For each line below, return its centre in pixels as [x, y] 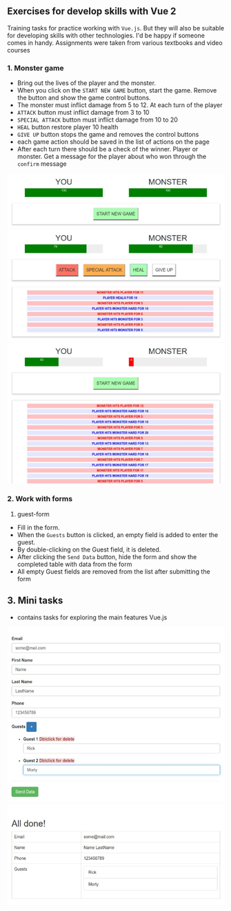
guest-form [33, 514]
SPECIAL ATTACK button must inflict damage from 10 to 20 [97, 120]
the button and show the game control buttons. [84, 98]
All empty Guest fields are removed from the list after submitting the [113, 571]
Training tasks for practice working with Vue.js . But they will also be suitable [116, 28]
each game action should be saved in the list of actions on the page [113, 142]
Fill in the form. [38, 527]
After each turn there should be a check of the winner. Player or [108, 149]
